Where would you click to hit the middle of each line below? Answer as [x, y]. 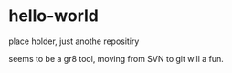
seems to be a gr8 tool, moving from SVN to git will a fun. [116, 58]
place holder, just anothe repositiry [74, 41]
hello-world [54, 16]
